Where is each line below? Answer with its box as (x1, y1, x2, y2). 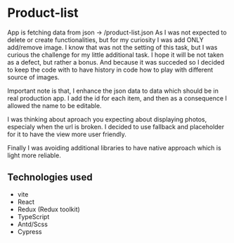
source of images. (7, 72, 60, 81)
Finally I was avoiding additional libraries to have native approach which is (7, 143, 221, 152)
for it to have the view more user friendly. (7, 130, 126, 138)
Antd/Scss (17, 220, 48, 228)
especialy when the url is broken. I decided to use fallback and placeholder (7, 122, 225, 131)
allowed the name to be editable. (7, 101, 102, 110)
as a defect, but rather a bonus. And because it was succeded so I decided (7, 58, 225, 66)
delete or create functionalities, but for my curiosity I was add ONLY (7, 35, 204, 44)
